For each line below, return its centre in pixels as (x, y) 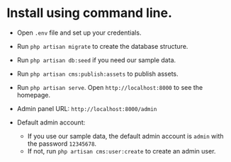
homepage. (34, 95)
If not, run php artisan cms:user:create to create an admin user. (122, 151)
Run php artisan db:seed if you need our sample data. (96, 60)
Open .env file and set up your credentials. (79, 33)
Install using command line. (90, 13)
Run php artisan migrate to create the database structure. (102, 46)
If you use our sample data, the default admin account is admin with (125, 136)
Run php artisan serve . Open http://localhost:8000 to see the (110, 87)
